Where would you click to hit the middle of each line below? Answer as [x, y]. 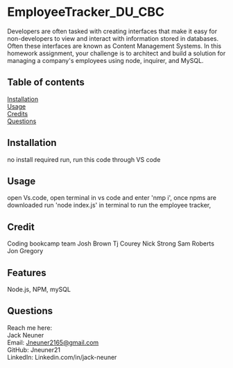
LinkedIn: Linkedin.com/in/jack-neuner [62, 357]
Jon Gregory [25, 251]
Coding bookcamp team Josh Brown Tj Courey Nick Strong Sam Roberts [111, 243]
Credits [18, 113]
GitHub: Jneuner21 [34, 349]
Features [27, 273]
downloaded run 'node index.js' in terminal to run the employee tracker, [109, 205]
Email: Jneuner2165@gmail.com [53, 342]
